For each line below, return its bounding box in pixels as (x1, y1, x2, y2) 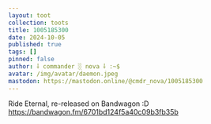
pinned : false (8, 56, 55, 64)
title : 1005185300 (8, 26, 69, 34)
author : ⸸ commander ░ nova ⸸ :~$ (8, 63, 120, 71)
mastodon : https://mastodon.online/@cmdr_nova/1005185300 (8, 77, 203, 85)
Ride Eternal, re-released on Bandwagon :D (8, 99, 149, 108)
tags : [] (8, 48, 37, 56)
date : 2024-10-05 (8, 33, 66, 42)
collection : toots (8, 19, 69, 27)
